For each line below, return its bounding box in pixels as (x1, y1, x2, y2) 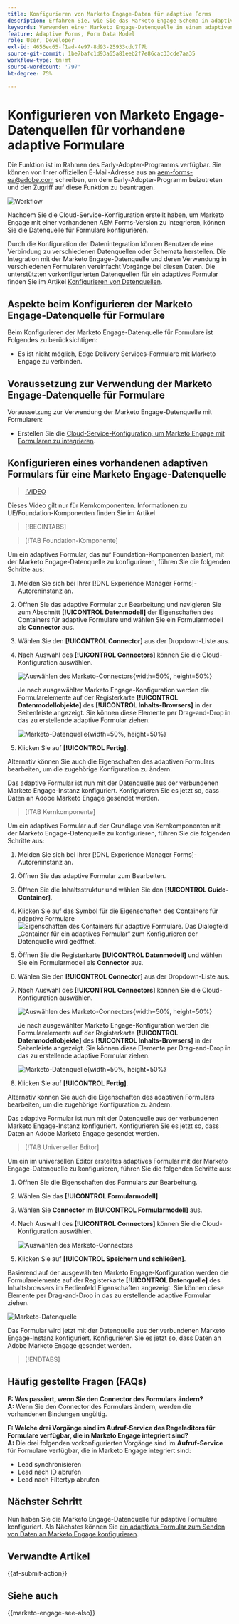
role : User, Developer (7, 37, 75, 44)
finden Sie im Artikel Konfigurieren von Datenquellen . (7, 278, 163, 286)
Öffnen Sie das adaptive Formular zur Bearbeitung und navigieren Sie (17, 600, 222, 608)
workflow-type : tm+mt (7, 57, 72, 64)
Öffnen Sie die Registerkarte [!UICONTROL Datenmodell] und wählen (17, 951, 223, 959)
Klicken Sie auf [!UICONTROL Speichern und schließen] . (17, 1254, 186, 1263)
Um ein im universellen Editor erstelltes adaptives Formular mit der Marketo (7, 1156, 228, 1165)
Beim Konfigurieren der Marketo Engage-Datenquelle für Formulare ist (7, 328, 213, 337)
